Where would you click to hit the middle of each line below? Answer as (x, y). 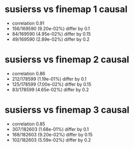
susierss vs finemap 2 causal (67, 60)
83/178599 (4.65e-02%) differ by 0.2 (50, 90)
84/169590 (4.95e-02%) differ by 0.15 (51, 34)
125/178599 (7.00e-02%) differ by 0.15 (52, 84)
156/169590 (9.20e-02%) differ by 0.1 (51, 28)
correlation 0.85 (28, 124)
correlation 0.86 (29, 73)
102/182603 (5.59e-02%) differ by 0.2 (51, 140)
